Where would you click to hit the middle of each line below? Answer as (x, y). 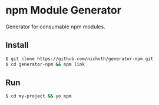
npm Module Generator (64, 10)
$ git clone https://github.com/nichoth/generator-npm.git (79, 59)
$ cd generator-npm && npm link (45, 64)
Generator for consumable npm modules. (55, 27)
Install (17, 45)
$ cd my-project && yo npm (39, 96)
